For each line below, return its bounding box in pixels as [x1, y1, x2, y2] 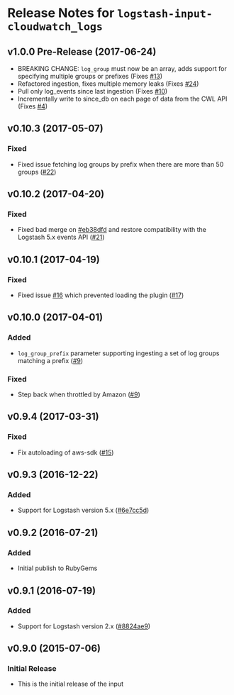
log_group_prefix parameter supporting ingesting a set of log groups [17, 349, 220, 357]
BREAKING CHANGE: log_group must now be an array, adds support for [17, 65, 227, 72]
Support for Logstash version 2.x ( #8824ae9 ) [17, 622, 151, 630]
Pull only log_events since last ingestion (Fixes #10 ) [17, 87, 168, 95]
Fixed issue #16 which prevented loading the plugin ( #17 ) [17, 291, 184, 299]
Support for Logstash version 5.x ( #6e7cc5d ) [17, 506, 150, 515]
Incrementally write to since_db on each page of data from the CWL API [17, 94, 228, 103]
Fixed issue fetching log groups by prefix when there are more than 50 [17, 160, 224, 168]
